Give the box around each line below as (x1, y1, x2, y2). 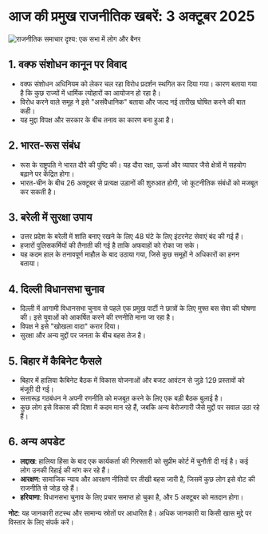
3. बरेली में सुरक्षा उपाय (8, 210, 93, 224)
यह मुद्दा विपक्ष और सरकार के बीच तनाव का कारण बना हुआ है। (19, 115, 175, 125)
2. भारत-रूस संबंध (8, 139, 81, 153)
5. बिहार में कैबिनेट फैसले (8, 354, 102, 368)
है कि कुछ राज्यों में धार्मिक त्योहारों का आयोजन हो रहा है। (19, 88, 161, 98)
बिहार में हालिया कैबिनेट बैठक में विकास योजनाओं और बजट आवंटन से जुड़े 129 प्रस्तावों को (19, 376, 245, 385)
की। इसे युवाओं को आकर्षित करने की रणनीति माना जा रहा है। (19, 313, 175, 322)
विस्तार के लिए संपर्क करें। (8, 517, 74, 527)
